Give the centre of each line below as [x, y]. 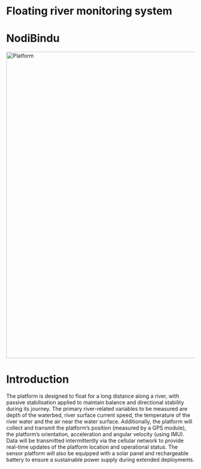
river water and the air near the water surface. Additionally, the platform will [99, 422]
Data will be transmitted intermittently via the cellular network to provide [95, 441]
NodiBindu [33, 39]
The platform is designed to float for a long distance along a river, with [93, 396]
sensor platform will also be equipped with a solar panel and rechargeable [98, 453]
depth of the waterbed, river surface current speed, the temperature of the [98, 415]
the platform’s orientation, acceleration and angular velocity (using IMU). [95, 434]
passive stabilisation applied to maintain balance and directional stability [95, 403]
